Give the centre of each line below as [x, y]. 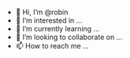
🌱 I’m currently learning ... [58, 29]
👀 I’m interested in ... [49, 20]
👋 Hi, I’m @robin [42, 12]
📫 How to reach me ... [52, 46]
